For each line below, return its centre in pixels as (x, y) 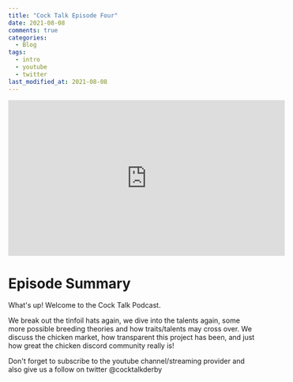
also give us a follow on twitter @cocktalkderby (85, 369)
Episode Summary (69, 284)
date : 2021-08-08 (37, 23)
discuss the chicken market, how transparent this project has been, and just (131, 338)
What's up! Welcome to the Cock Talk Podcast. (85, 305)
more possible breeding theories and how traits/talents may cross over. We (130, 329)
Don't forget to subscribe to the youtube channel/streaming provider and (126, 361)
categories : (28, 38)
